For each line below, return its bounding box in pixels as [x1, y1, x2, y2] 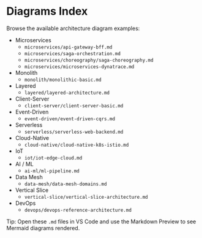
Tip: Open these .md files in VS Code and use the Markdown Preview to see [6, 218, 196, 225]
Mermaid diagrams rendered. [6, 224, 80, 231]
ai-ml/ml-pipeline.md [24, 167, 80, 174]
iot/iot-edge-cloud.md [24, 155, 83, 161]
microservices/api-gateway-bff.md [24, 44, 113, 50]
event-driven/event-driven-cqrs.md [24, 115, 115, 122]
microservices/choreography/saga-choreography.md [24, 57, 154, 63]
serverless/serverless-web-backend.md [24, 129, 124, 135]
